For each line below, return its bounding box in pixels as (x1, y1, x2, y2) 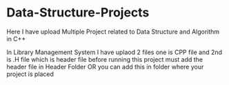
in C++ (6, 34, 26, 42)
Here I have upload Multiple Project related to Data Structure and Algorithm (6, 27, 220, 36)
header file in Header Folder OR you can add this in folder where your (6, 62, 204, 71)
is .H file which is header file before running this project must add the (6, 55, 203, 63)
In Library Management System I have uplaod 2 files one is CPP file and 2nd (6, 48, 222, 56)
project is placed (6, 70, 54, 78)
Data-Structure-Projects (6, 5, 150, 21)
